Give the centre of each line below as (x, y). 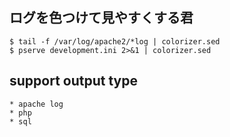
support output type (73, 81)
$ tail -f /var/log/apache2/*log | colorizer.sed (115, 41)
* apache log (36, 104)
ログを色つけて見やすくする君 (101, 18)
